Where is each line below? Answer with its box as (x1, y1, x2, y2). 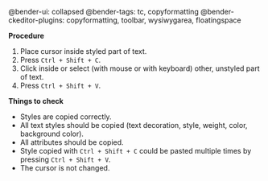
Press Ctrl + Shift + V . (19, 80, 101, 90)
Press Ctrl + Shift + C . (19, 56, 101, 64)
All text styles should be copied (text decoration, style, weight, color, (19, 121, 248, 130)
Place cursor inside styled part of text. (19, 47, 147, 56)
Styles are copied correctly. (19, 112, 112, 121)
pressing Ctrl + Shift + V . (19, 154, 111, 164)
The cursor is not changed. (19, 163, 110, 172)
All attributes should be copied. (19, 138, 124, 147)
